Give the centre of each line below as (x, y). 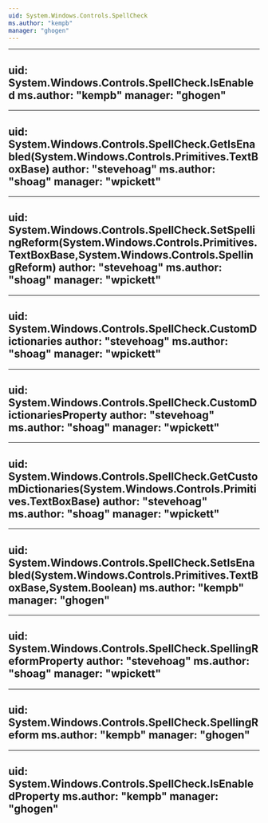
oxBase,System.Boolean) (73, 588)
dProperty (34, 796)
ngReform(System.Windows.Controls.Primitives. (133, 243)
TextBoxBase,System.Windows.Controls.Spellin (131, 255)
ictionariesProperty (58, 415)
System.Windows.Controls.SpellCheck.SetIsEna (132, 562)
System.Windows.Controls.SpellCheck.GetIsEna (132, 144)
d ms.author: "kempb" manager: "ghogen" (117, 95)
